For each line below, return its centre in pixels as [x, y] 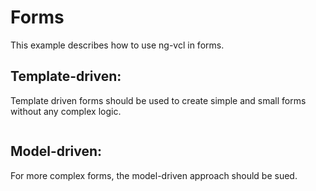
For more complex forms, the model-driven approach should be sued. [154, 175]
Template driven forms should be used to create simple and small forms [158, 100]
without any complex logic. [66, 111]
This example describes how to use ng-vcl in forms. [117, 45]
